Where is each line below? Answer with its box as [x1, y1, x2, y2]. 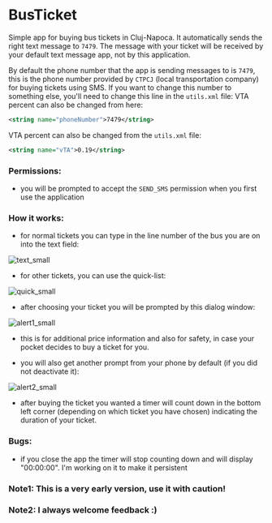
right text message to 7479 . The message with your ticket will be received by [8, 41, 264, 50]
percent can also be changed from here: [8, 100, 144, 109]
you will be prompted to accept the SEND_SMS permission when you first [19, 183, 257, 193]
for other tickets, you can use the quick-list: [19, 271, 166, 281]
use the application [19, 192, 84, 202]
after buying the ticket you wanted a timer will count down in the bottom [19, 398, 261, 408]
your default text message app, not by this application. [8, 49, 191, 59]
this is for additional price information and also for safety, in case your [19, 334, 255, 344]
